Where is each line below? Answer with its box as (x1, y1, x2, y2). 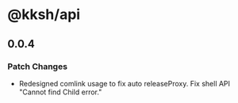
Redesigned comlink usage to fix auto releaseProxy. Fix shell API (18, 78, 231, 88)
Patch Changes (7, 61, 68, 72)
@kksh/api (7, 6, 81, 24)
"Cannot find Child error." (18, 87, 102, 97)
